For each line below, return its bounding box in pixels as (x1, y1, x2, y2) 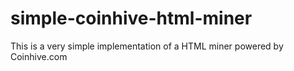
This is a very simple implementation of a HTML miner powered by (10, 40, 284, 52)
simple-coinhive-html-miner (10, 7, 253, 30)
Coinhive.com (10, 50, 68, 62)
